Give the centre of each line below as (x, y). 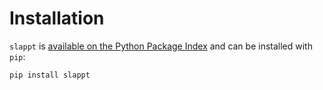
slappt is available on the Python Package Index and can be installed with (161, 46)
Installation (57, 18)
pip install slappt (50, 75)
